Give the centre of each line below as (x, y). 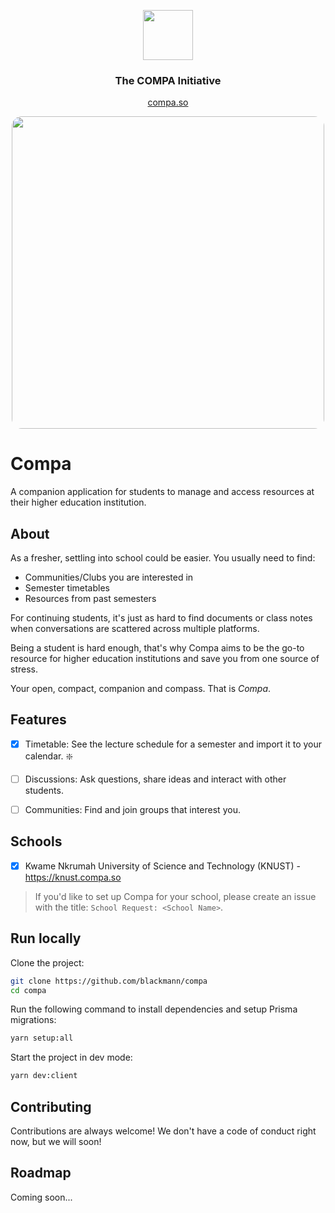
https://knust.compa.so (73, 877)
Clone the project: (47, 962)
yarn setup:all (42, 1038)
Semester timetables (67, 588)
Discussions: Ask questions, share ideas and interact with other (155, 779)
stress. (24, 669)
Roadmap (41, 1173)
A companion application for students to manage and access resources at (162, 492)
